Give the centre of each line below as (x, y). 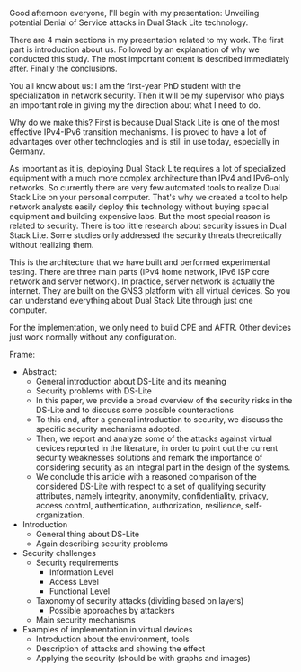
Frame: (22, 354)
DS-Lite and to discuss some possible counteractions (134, 410)
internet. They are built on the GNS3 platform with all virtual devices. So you (150, 291)
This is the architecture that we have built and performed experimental (140, 262)
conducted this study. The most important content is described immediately (150, 59)
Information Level (81, 572)
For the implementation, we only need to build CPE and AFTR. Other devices (150, 327)
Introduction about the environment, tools (113, 639)
